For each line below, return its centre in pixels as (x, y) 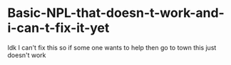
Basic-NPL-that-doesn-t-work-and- (116, 13)
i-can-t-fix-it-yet (58, 28)
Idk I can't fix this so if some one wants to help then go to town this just (112, 47)
